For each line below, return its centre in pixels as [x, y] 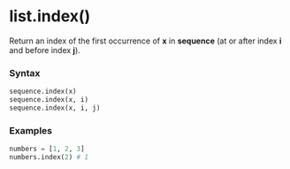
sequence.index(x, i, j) [55, 108]
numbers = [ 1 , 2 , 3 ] [47, 149]
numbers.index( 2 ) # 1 [49, 157]
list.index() [50, 16]
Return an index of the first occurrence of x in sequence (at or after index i [145, 41]
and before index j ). [45, 50]
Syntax [25, 73]
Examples [31, 130]
